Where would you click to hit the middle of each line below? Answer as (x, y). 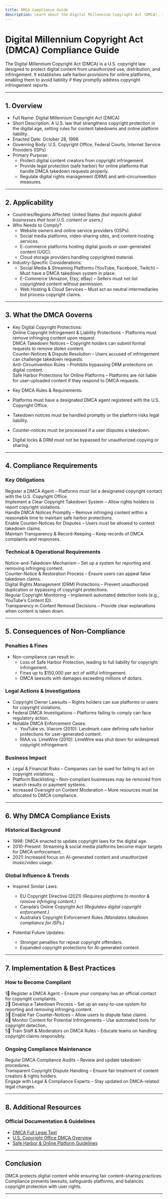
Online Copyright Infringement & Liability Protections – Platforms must (84, 333)
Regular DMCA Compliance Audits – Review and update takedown (73, 1060)
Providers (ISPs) (29, 150)
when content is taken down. (35, 611)
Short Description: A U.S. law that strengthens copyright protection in (84, 123)
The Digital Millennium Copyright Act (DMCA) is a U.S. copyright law (75, 64)
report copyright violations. (33, 507)
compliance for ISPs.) (42, 923)
